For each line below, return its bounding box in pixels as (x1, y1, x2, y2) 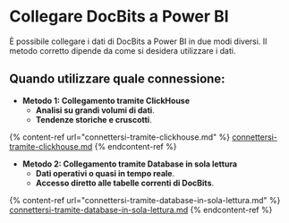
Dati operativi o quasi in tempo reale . (35, 167, 175, 178)
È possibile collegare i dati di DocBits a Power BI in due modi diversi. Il (9, 36, 268, 47)
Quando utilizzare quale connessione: (9, 72, 225, 87)
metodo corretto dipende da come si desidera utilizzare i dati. (9, 45, 236, 56)
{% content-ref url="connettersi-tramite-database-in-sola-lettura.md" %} (9, 194, 281, 205)
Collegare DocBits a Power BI (9, 6, 230, 27)
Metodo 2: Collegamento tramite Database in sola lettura (21, 159, 238, 169)
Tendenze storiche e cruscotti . (35, 114, 152, 124)
